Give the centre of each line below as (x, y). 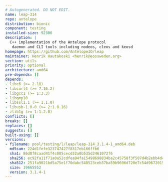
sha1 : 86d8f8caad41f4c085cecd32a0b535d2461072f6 (61, 154)
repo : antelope (21, 19)
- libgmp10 (16, 98)
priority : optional (25, 65)
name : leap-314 (21, 14)
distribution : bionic (28, 24)
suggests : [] (19, 130)
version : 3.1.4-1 (28, 172)
